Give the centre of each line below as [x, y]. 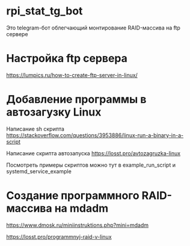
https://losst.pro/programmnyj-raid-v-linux [59, 236]
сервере [17, 34]
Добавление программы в [76, 100]
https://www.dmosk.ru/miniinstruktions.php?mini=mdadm [78, 225]
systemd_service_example [39, 171]
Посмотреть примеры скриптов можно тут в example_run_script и [91, 165]
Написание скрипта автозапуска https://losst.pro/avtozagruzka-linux [93, 153]
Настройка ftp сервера [67, 59]
